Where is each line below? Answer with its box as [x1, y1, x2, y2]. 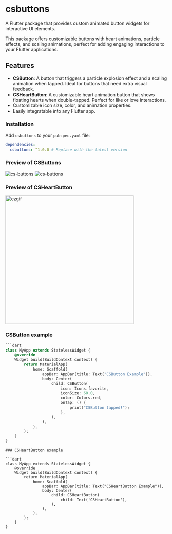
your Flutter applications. [5, 46, 58, 52]
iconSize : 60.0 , [60, 391, 95, 396]
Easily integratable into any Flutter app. [12, 107, 96, 114]
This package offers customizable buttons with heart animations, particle [5, 35, 160, 42]
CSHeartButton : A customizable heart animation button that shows [12, 91, 155, 98]
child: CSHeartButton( [51, 493, 100, 498]
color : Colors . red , [60, 395, 102, 401]
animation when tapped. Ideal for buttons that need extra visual [12, 80, 147, 86]
